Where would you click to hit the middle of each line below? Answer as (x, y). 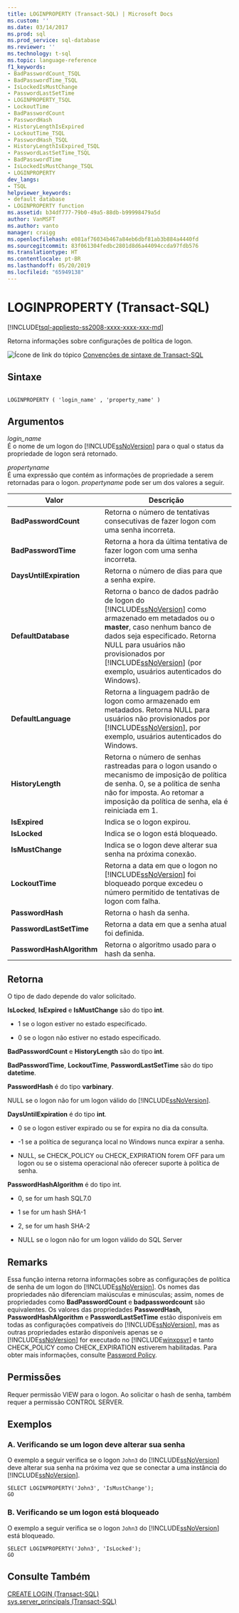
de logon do (124, 600)
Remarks (28, 1262)
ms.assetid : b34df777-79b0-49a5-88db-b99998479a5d (84, 213)
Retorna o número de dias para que (163, 571)
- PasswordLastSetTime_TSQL (49, 153)
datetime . (22, 1073)
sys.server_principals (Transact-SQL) (62, 1601)
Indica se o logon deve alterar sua (161, 845)
